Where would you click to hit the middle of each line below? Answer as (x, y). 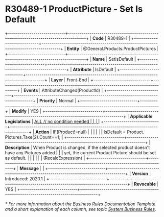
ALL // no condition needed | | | (66, 121)
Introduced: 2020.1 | (25, 179)
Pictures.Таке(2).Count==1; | (34, 137)
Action (42, 132)
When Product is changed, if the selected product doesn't (92, 147)
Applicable (141, 116)
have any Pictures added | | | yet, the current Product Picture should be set (81, 152)
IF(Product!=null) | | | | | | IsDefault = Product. (99, 132)
